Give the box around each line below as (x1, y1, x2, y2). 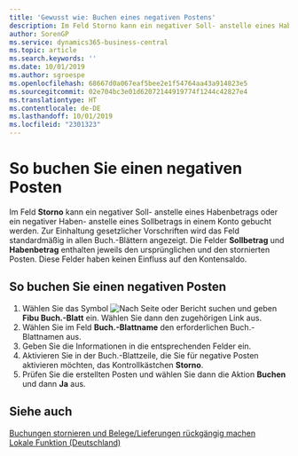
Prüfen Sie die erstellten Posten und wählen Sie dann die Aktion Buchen (21, 369, 286, 380)
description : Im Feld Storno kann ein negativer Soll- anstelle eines (9, 21, 276, 30)
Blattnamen (21, 331, 65, 342)
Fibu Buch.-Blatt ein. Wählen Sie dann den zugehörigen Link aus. (21, 312, 263, 323)
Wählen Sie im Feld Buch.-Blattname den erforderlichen (21, 321, 229, 333)
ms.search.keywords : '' (9, 54, 98, 63)
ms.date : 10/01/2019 (9, 63, 86, 72)
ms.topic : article (9, 46, 77, 55)
